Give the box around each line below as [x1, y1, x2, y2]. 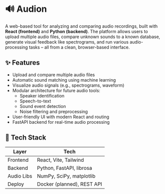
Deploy [7, 181, 24, 188]
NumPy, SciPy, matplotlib [37, 172, 95, 179]
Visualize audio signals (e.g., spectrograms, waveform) [12, 82, 124, 88]
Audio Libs [7, 172, 33, 179]
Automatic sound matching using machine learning [12, 77, 116, 83]
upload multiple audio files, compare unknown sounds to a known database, [5, 34, 161, 40]
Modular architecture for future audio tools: [12, 87, 100, 94]
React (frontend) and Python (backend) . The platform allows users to [5, 28, 148, 34]
